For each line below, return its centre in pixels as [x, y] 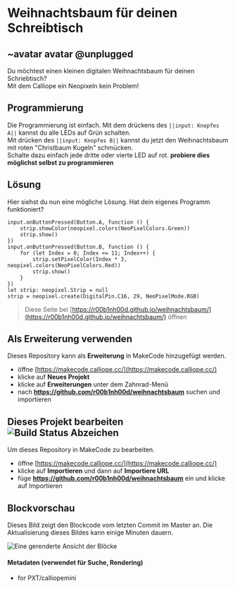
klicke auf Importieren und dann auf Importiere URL [93, 471]
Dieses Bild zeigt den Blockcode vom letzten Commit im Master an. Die [110, 525]
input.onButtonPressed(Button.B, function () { [78, 247]
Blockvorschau [41, 508]
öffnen [177, 317]
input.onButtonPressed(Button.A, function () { [78, 222]
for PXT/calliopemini [47, 578]
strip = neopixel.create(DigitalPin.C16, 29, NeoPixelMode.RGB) [103, 296]
